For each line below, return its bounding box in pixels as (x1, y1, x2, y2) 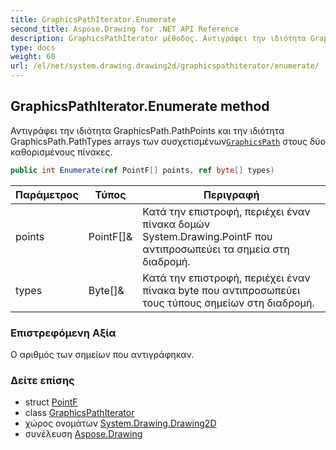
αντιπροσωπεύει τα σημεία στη (142, 242, 290, 256)
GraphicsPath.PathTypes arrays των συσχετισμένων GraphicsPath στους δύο (10, 135, 326, 147)
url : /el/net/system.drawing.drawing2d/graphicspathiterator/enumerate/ (10, 61, 320, 71)
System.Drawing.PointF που (142, 229, 273, 243)
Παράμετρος (15, 187, 79, 201)
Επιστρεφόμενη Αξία (10, 326, 117, 340)
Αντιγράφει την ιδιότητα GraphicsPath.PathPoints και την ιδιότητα (10, 124, 285, 136)
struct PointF (24, 396, 78, 408)
